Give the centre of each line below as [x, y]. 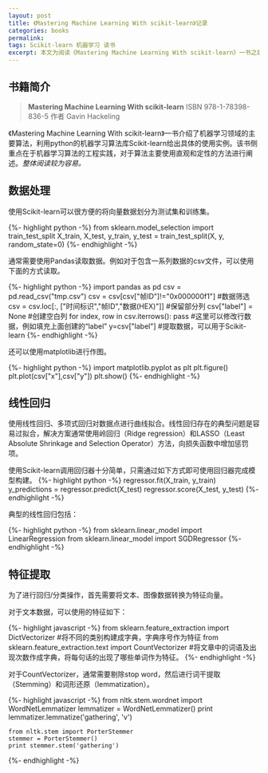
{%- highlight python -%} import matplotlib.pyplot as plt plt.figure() [118, 367]
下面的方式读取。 [36, 270]
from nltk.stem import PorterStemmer [71, 732]
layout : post [30, 16]
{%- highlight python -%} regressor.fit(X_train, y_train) [127, 480]
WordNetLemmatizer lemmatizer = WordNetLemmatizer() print [110, 709]
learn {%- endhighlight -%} [53, 335]
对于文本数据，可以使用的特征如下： [68, 612]
